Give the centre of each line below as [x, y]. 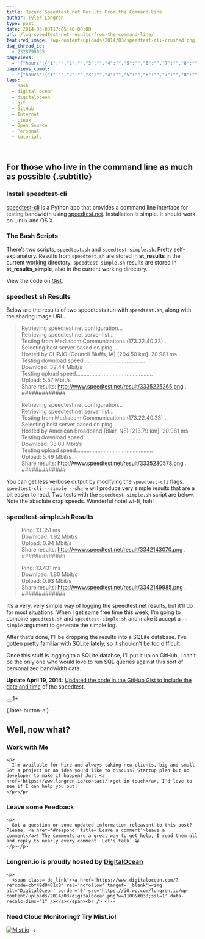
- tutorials [27, 137]
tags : [13, 80]
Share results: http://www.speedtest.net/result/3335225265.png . [104, 387]
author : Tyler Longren [35, 18]
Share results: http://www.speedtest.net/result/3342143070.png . [103, 550]
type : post [20, 23]
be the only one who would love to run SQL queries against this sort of [95, 662]
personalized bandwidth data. [44, 668]
